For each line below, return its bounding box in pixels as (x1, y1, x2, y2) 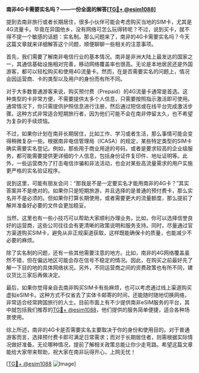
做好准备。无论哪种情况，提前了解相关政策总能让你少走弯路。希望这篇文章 (11, 341, 193, 348)
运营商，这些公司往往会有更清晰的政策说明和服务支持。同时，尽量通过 (16, 222, 188, 229)
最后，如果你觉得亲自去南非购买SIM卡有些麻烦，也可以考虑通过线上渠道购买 (6, 284, 192, 291)
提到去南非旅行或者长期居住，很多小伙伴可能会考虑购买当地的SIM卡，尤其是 (6, 18, 192, 25)
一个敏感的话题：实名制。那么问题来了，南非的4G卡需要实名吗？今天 (21, 33, 190, 40)
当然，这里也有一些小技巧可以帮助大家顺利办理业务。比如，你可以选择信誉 (6, 214, 188, 221)
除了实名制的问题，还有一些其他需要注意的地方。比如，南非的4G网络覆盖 (6, 249, 185, 256)
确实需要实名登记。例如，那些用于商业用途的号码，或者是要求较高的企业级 (6, 145, 188, 152)
